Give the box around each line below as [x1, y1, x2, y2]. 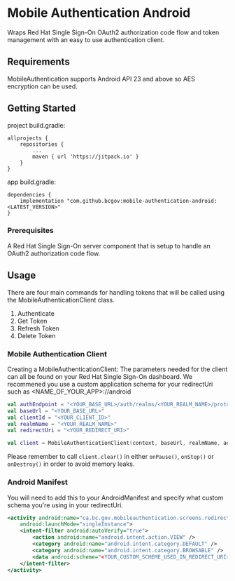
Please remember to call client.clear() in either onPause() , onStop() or [7, 453, 215, 461]
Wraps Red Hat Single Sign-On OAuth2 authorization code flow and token [7, 28, 220, 36]
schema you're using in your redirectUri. [7, 500, 124, 509]
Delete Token [17, 331, 56, 340]
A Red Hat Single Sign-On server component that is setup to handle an [7, 241, 211, 250]
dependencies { [7, 191, 52, 198]
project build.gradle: [7, 121, 66, 129]
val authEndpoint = [7, 401, 64, 408]
